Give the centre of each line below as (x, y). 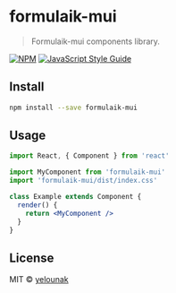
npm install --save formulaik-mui (74, 108)
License (32, 258)
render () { (38, 205)
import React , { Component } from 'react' (89, 156)
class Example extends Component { (75, 197)
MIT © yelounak (39, 280)
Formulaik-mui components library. (96, 41)
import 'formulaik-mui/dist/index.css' (84, 181)
